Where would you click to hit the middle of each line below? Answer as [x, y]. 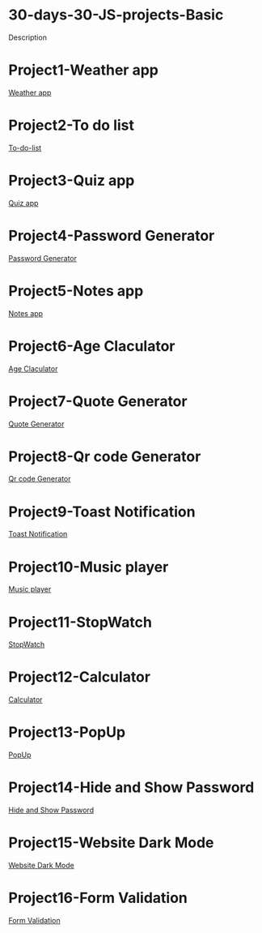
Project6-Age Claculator [92, 346]
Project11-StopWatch [80, 622]
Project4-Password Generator [112, 235]
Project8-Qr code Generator [105, 456]
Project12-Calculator [80, 677]
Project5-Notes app [76, 291]
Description [27, 37]
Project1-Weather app [84, 70]
